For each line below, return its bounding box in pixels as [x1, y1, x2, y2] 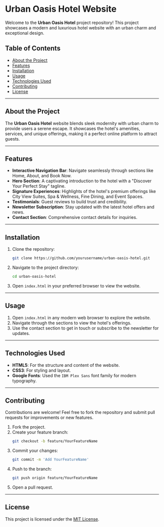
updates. [12, 330, 30, 336]
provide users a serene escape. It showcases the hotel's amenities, [5, 125, 141, 131]
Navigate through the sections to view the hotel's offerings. [12, 320, 132, 326]
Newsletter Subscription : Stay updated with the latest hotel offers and [12, 204, 155, 210]
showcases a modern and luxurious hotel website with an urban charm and [5, 24, 156, 30]
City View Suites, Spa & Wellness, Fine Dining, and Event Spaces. [12, 193, 144, 199]
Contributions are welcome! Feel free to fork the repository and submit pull [5, 409, 155, 415]
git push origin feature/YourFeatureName [12, 476, 98, 480]
